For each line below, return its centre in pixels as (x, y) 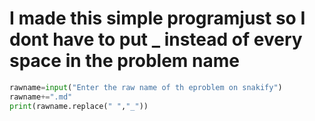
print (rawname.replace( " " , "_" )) (79, 106)
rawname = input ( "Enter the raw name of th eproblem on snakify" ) (146, 87)
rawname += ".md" (41, 97)
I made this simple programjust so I (157, 18)
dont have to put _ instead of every (156, 39)
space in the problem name (124, 61)
